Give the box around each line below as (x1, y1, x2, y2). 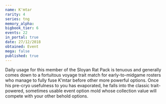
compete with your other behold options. (5, 93, 89, 99)
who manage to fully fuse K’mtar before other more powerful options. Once (5, 77, 159, 83)
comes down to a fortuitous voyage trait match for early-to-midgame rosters (5, 72, 161, 78)
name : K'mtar (5, 7, 32, 12)
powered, (5, 88, 25, 94)
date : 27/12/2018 (5, 40, 41, 45)
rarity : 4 (5, 12, 26, 17)
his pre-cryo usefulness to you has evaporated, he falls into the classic (5, 83, 150, 89)
